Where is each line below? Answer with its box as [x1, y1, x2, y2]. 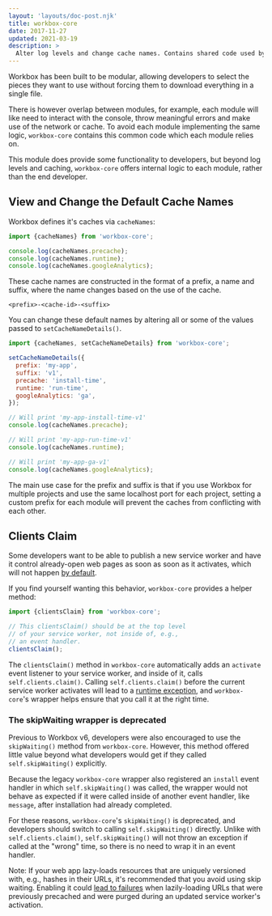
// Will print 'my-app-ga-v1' [8, 458, 111, 466]
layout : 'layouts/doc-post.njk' [8, 11, 117, 20]
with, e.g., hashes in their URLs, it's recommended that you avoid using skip [8, 875, 261, 884]
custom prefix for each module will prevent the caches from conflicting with [8, 497, 261, 507]
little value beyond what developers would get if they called [8, 750, 207, 760]
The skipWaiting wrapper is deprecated [8, 714, 167, 725]
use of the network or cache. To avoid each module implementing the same [8, 122, 261, 131]
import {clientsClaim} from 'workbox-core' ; [8, 608, 161, 616]
